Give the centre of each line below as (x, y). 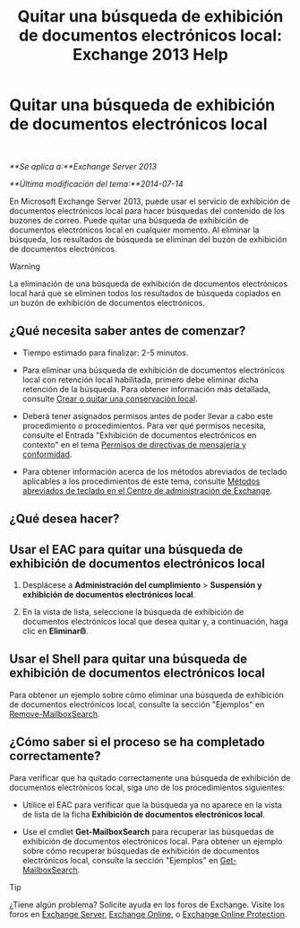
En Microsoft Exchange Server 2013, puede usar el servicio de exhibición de (150, 201)
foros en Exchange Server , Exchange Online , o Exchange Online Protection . (148, 914)
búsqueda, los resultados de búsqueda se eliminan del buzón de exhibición (148, 239)
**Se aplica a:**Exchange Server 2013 (83, 166)
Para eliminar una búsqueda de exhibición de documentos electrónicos (153, 370)
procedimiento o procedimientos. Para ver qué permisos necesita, (144, 425)
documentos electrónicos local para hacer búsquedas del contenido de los (147, 210)
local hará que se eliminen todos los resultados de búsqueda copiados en (145, 293)
